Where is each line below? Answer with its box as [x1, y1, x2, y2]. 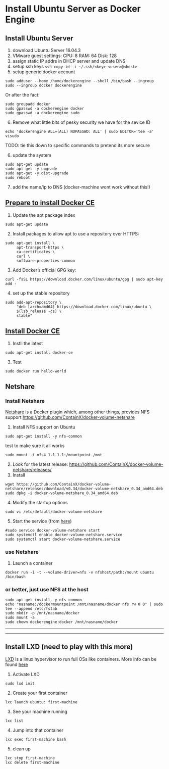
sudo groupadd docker [5, 102, 51, 107]
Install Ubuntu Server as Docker [5, 3, 141, 15]
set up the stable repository [12, 290, 70, 296]
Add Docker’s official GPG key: [12, 267, 76, 273]
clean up [12, 746, 31, 752]
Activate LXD [12, 671, 40, 677]
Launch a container [12, 560, 53, 566]
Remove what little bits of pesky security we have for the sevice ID [12, 119, 151, 125]
